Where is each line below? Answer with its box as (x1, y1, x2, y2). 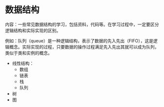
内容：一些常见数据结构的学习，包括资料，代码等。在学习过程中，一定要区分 (5, 21, 159, 27)
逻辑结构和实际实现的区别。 (5, 27, 61, 33)
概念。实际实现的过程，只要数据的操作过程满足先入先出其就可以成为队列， (9, 44, 159, 50)
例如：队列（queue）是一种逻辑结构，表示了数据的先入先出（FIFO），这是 (5, 37, 154, 44)
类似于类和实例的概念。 (5, 50, 52, 56)
